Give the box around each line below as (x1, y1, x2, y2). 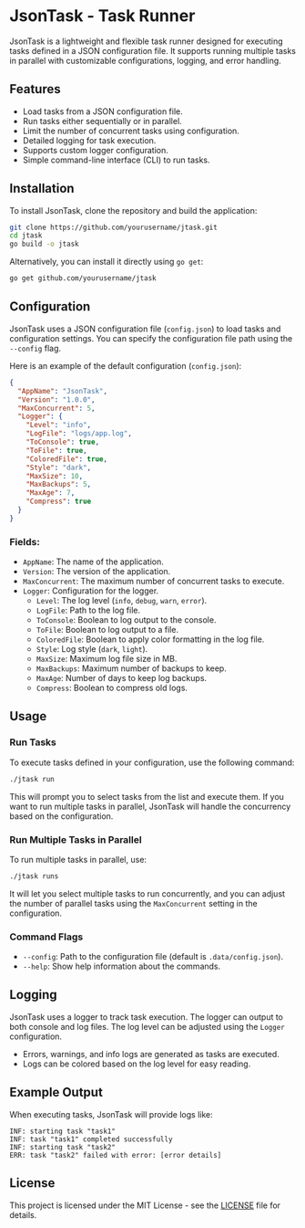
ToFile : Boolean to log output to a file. (36, 624, 179, 635)
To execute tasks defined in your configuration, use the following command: (9, 757, 295, 768)
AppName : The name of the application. (22, 556, 164, 567)
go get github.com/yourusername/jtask (9, 274, 157, 283)
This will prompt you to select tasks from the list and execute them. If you (9, 791, 285, 802)
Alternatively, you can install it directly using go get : (9, 257, 204, 268)
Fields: (9, 535, 41, 548)
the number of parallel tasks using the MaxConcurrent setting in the (9, 897, 258, 908)
